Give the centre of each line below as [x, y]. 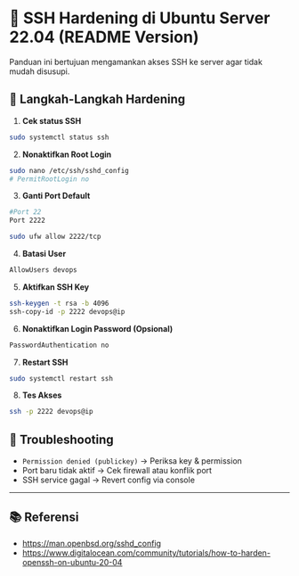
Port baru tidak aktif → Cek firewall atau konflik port [117, 471]
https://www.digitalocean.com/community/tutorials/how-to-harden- [146, 553]
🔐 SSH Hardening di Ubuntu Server [140, 18]
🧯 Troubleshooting [61, 439]
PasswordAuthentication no [59, 345]
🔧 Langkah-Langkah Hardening [97, 99]
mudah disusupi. [40, 71]
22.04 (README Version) [104, 37]
